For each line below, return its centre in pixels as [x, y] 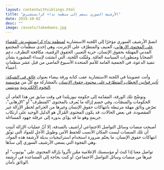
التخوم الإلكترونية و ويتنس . [29, 87]
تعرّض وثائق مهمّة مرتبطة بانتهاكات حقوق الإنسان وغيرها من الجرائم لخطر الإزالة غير [81, 107]
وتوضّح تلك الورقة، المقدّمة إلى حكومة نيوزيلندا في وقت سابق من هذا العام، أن [76, 97]
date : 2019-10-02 [23, 19]
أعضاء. [12, 67]
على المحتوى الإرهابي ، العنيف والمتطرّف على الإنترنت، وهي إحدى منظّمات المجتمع [79, 47]
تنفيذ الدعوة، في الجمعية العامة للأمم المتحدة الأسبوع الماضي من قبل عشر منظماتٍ [80, 62]
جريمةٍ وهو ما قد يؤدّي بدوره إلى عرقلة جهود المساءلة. [54, 117]
